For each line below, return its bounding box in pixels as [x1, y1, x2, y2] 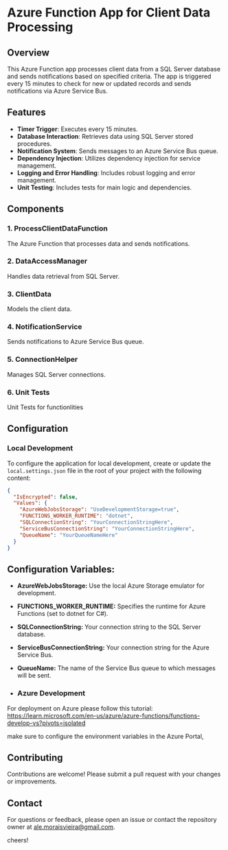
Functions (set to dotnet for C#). [16, 610, 109, 618]
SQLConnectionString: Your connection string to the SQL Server [16, 623, 201, 631]
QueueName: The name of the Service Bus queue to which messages [16, 664, 216, 672]
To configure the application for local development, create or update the [7, 459, 212, 468]
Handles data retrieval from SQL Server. [7, 272, 120, 280]
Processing [7, 19, 73, 35]
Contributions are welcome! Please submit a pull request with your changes [7, 770, 221, 779]
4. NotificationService [7, 322, 82, 332]
